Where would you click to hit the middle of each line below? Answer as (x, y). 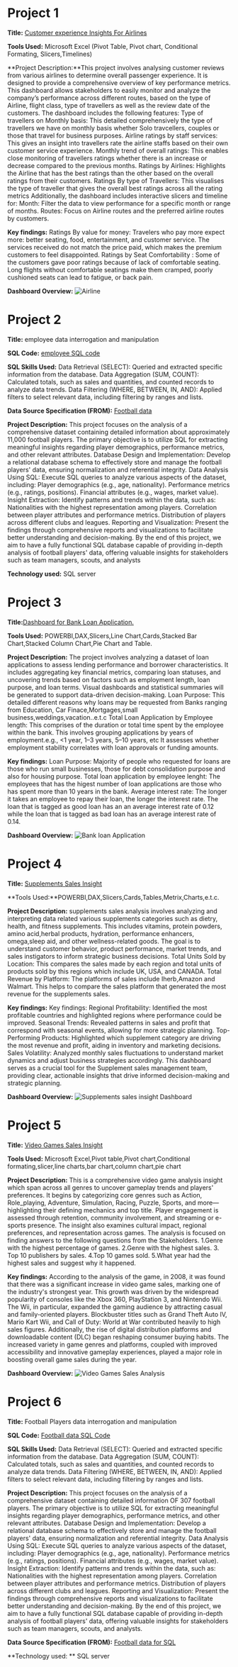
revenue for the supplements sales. (59, 993)
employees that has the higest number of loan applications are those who (114, 784)
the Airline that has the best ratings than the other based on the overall (110, 173)
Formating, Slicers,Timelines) (50, 54)
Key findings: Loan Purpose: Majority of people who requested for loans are (119, 761)
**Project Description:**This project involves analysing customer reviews (116, 67)
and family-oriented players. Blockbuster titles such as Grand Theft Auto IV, (118, 1314)
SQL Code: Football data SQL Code (59, 1435)
